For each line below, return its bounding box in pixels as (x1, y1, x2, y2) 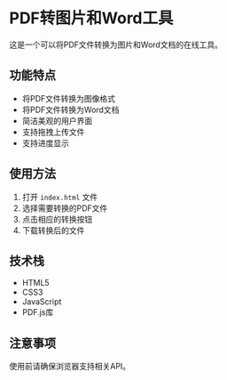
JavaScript (21, 296, 62, 307)
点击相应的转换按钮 (21, 214, 93, 224)
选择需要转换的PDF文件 (21, 202, 108, 214)
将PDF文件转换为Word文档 (21, 104, 120, 115)
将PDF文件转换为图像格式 (21, 93, 116, 103)
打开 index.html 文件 (21, 191, 98, 202)
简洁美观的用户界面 (21, 115, 93, 125)
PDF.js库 (21, 307, 54, 318)
